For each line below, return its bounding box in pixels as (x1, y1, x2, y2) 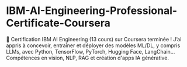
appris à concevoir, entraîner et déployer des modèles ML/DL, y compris (6, 42, 181, 49)
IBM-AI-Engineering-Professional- (6, 4, 178, 17)
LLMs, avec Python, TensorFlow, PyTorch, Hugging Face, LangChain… (6, 48, 175, 55)
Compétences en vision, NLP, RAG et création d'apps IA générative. (6, 54, 169, 61)
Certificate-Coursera (6, 16, 111, 30)
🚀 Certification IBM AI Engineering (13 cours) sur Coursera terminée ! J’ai (6, 36, 182, 43)
